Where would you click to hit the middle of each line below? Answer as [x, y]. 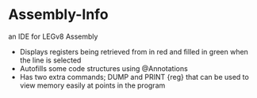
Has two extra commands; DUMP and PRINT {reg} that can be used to [134, 77]
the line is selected [50, 60]
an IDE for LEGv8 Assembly [53, 36]
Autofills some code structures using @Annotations [104, 68]
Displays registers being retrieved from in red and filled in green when [134, 51]
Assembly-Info [58, 15]
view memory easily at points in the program [92, 85]
